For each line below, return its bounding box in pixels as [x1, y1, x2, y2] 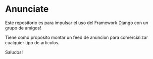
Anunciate [5, 3, 49, 15]
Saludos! [5, 49, 23, 55]
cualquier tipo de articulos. [5, 39, 60, 45]
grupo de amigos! [5, 25, 41, 30]
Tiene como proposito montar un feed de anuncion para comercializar [5, 34, 148, 40]
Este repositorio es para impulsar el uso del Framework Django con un [5, 20, 149, 26]
